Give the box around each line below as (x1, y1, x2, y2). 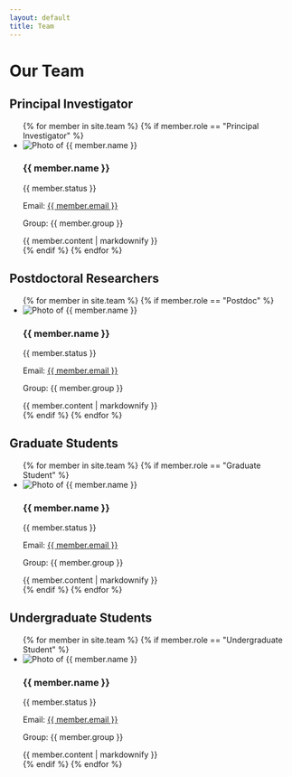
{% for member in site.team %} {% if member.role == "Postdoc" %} (22, 295, 274, 305)
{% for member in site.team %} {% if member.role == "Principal (22, 120, 259, 131)
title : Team (9, 22, 54, 31)
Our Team (9, 61, 85, 81)
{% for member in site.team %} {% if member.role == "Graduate (22, 460, 261, 471)
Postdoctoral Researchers (9, 271, 160, 286)
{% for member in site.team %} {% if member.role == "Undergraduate (22, 634, 283, 645)
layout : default (9, 13, 71, 23)
